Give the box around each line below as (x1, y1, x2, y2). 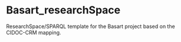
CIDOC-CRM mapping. (6, 29, 61, 36)
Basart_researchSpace (6, 3, 121, 17)
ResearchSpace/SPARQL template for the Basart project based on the (6, 23, 175, 30)
